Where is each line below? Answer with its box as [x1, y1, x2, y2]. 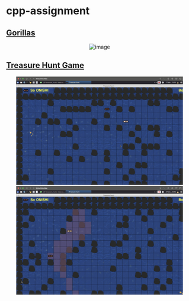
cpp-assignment [6, 4, 90, 18]
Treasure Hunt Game [6, 60, 85, 70]
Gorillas [6, 28, 36, 38]
